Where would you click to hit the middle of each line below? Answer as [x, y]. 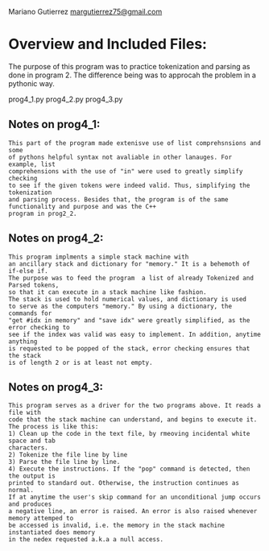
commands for [30, 313]
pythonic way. [31, 83]
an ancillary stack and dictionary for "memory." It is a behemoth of [129, 264]
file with [25, 413]
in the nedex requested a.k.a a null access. [86, 540]
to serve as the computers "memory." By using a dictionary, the [120, 306]
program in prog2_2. [43, 213]
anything [23, 342]
